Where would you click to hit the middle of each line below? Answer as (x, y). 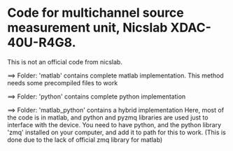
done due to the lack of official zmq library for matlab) (85, 139)
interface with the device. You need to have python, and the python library (114, 124)
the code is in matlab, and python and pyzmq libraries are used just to (108, 117)
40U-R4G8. (42, 43)
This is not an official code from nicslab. (65, 62)
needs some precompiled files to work (63, 82)
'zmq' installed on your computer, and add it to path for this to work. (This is (116, 132)
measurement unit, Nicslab (87, 28)
